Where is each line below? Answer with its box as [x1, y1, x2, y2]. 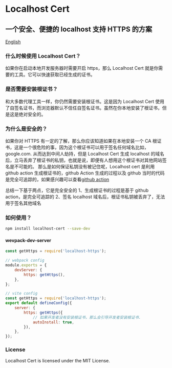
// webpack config [5, 258, 45, 263]
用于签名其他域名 [5, 200, 41, 206]
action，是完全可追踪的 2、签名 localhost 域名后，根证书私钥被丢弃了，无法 [5, 193, 165, 200]
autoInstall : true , [32, 319, 74, 325]
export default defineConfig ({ [5, 301, 72, 306]
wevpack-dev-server [5, 237, 51, 243]
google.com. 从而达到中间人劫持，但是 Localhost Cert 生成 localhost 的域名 [5, 150, 165, 157]
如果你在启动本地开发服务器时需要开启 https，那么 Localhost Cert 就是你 [5, 65, 159, 71]
